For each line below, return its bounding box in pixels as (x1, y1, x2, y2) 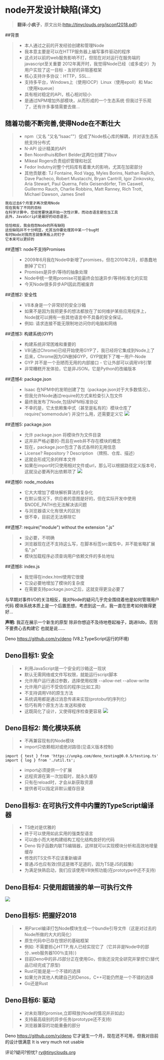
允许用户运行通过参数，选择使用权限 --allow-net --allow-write (24, 677, 149, 683)
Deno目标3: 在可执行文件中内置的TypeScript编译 (5, 801, 154, 810)
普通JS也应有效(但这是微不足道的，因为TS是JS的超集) (24, 861, 134, 867)
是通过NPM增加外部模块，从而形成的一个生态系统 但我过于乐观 (24, 97, 152, 103)
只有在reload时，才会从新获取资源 (24, 779, 94, 785)
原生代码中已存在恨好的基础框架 (24, 938, 89, 943)
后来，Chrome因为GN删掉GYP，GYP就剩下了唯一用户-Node (24, 353, 146, 359)
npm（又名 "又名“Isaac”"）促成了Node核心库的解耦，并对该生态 (24, 133, 154, 139)
